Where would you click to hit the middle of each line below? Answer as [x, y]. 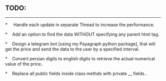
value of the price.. [24, 64]
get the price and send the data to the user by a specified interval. [72, 49]
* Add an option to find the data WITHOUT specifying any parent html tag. [82, 34]
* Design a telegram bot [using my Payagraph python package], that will [80, 43]
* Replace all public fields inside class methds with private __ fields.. [76, 73]
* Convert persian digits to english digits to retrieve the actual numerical [80, 58]
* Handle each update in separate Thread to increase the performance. [80, 25]
